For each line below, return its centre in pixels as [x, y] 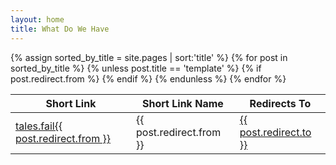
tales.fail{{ [39, 126]
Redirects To [280, 103]
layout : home [37, 19]
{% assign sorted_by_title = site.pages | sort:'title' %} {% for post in [149, 57]
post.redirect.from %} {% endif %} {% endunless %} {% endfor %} [148, 78]
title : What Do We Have [60, 29]
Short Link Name [183, 103]
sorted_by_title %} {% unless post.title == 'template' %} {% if [136, 68]
